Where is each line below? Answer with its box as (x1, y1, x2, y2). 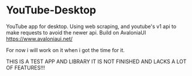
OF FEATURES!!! (6, 64, 45, 71)
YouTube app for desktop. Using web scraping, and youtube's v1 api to (6, 23, 177, 30)
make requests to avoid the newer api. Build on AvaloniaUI (6, 29, 146, 36)
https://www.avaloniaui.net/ (6, 35, 73, 42)
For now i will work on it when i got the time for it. (6, 46, 125, 53)
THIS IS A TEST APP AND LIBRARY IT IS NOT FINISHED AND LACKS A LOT (6, 58, 187, 65)
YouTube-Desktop (6, 4, 97, 17)
